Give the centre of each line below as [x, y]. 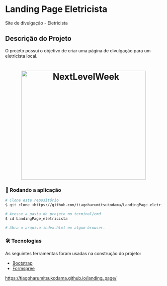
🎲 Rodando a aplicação [33, 190]
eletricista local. [21, 56]
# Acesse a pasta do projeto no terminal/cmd [53, 214]
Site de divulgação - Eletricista [37, 23]
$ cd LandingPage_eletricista [37, 218]
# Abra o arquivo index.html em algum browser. [55, 228]
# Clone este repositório [32, 200]
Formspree [23, 268]
